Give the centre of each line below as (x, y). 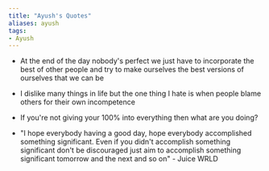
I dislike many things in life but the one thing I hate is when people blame (141, 94)
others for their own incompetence (77, 102)
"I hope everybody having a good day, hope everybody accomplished (136, 133)
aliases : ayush (34, 23)
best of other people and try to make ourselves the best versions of (132, 70)
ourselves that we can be (62, 78)
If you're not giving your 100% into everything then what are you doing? (139, 118)
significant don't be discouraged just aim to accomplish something (130, 150)
